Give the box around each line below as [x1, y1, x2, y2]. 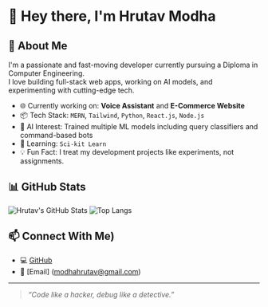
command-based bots [19, 131, 93, 140]
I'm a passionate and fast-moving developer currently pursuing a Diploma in [8, 60, 258, 69]
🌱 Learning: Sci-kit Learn [19, 139, 107, 148]
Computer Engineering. [8, 69, 85, 78]
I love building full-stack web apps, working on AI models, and [8, 77, 213, 86]
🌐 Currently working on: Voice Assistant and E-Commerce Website [19, 101, 246, 110]
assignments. [19, 156, 65, 166]
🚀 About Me [8, 39, 68, 53]
